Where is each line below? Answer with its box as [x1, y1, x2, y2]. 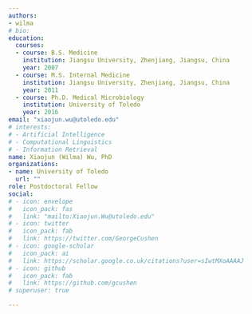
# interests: [8, 123, 52, 131]
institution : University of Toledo [22, 101, 141, 109]
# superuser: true [8, 287, 69, 295]
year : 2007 [22, 64, 59, 72]
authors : [8, 11, 37, 20]
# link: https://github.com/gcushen [8, 279, 137, 288]
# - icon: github [8, 264, 66, 272]
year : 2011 [22, 85, 59, 94]
